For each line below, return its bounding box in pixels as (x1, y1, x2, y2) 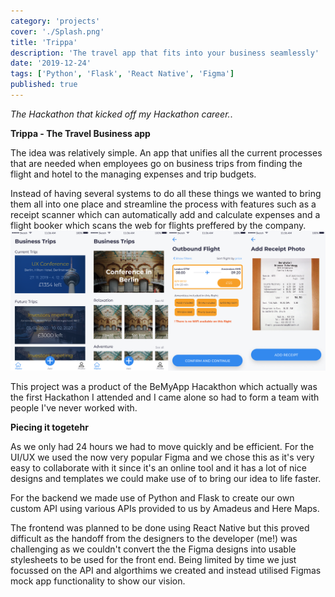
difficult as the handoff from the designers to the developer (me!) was (10, 532, 298, 544)
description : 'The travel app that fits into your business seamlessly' (10, 48, 320, 58)
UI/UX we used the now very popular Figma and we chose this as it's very (10, 451, 315, 463)
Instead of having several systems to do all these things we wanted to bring (10, 187, 322, 199)
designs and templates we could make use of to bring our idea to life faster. (10, 472, 322, 484)
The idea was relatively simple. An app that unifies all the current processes (10, 146, 323, 159)
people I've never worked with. (10, 401, 138, 414)
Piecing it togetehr (10, 421, 89, 433)
